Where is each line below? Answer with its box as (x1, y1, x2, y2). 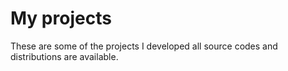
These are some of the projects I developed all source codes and (10, 40, 278, 52)
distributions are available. (10, 50, 119, 62)
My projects (10, 7, 112, 30)
